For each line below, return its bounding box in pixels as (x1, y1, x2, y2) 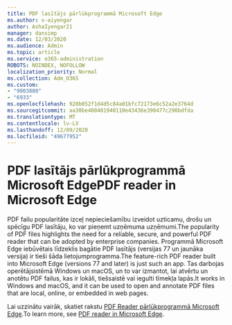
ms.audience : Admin (7, 42, 64, 49)
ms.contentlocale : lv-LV (7, 119, 79, 127)
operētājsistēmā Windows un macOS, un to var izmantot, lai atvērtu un (7, 267, 208, 275)
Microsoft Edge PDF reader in (7, 178, 177, 193)
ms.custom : (7, 81, 39, 88)
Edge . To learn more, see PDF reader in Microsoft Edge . (7, 310, 165, 318)
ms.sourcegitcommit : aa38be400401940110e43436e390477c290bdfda (7, 107, 194, 114)
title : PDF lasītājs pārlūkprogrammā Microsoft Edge (7, 10, 163, 17)
